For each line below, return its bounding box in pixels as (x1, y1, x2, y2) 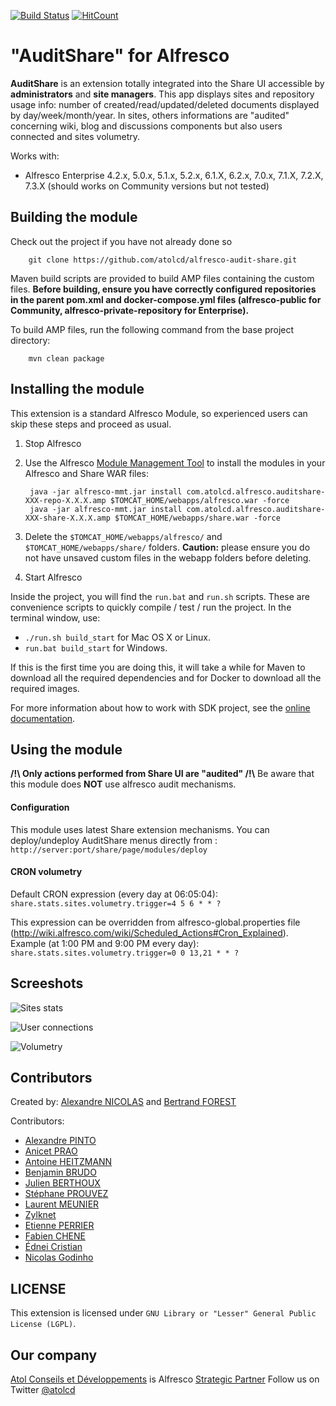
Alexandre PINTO (24, 1135, 97, 1147)
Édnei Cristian (24, 1241, 83, 1253)
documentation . (10, 712, 76, 724)
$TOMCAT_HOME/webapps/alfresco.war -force (109, 495, 290, 505)
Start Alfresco (24, 571, 83, 583)
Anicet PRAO (24, 1145, 78, 1157)
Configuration (10, 801, 70, 813)
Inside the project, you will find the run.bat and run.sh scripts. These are (10, 590, 310, 602)
